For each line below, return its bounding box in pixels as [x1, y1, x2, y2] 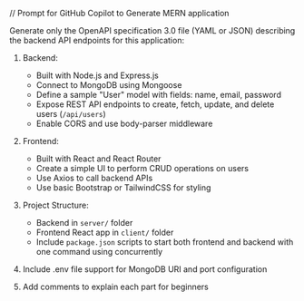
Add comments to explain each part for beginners [22, 281, 209, 292]
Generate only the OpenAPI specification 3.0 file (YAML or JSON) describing [9, 25, 296, 35]
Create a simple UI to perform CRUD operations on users [35, 163, 250, 173]
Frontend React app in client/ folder [35, 227, 174, 238]
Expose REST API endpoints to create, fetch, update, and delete [35, 99, 275, 110]
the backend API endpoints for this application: [9, 35, 184, 45]
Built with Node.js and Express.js [35, 70, 159, 81]
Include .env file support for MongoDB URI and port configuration [22, 264, 268, 275]
